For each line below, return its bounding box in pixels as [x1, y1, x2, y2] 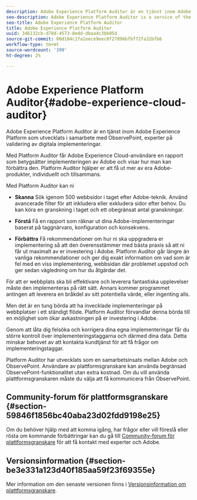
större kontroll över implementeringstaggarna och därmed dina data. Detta [6, 332, 187, 339]
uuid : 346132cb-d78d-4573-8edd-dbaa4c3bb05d [6, 31, 117, 37]
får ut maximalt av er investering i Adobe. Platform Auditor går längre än [14, 247, 190, 254]
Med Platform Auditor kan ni [6, 182, 74, 189]
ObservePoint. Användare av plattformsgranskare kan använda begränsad [6, 362, 186, 370]
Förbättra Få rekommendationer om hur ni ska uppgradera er [14, 235, 164, 242]
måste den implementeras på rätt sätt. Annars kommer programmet [6, 284, 170, 291]
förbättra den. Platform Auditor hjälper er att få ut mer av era [6, 164, 153, 171]
